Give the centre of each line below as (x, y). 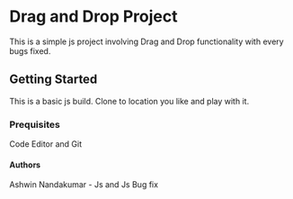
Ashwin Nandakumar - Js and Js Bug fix (84, 185)
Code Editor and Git (46, 144)
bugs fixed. (30, 50)
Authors (25, 165)
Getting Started (53, 80)
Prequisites (35, 124)
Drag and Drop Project (93, 17)
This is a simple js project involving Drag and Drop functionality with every (147, 41)
